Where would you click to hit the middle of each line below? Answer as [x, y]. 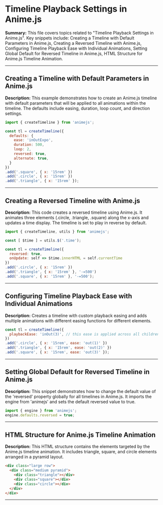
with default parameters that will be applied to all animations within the [76, 103]
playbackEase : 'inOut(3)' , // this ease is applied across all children [84, 334]
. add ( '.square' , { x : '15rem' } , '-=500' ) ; [50, 276]
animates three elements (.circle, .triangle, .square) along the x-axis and [77, 217]
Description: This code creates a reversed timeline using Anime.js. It [74, 212]
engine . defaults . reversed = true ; [40, 415]
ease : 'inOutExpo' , [33, 140]
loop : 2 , [23, 150]
